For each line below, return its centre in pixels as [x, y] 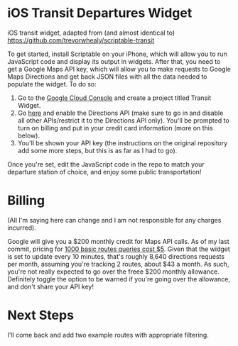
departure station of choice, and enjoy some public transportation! [104, 172]
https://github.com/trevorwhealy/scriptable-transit [81, 40]
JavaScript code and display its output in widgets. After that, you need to [114, 61]
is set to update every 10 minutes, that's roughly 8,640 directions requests [116, 256]
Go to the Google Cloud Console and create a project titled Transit [114, 98]
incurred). [22, 228]
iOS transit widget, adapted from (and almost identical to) [91, 33]
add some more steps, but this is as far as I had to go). [97, 150]
